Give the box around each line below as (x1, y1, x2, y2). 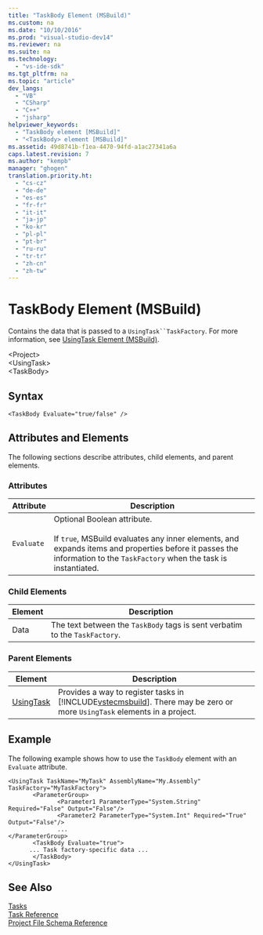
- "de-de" (15, 186, 47, 195)
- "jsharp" (15, 114, 51, 122)
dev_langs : (8, 84, 44, 93)
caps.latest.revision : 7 (8, 150, 89, 158)
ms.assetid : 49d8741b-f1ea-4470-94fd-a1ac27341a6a (8, 143, 177, 151)
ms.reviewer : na (8, 41, 61, 49)
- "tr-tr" (15, 252, 47, 260)
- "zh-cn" (15, 260, 47, 267)
